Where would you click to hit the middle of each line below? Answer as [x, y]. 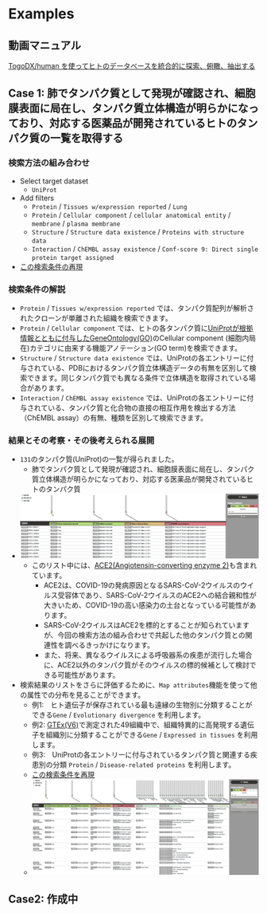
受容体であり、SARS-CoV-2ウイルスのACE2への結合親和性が [157, 596]
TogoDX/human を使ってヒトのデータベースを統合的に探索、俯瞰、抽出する [132, 66]
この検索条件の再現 [51, 266]
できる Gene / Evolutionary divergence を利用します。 [118, 715]
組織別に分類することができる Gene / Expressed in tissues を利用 [152, 735]
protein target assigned [73, 258]
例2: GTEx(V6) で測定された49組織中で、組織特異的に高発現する [136, 725]
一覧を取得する [86, 138]
